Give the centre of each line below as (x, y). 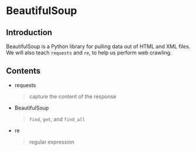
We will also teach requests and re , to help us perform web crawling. (89, 53)
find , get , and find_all (57, 119)
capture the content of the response (73, 96)
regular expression (52, 142)
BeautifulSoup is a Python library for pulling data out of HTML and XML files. (98, 46)
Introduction (29, 32)
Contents (23, 71)
